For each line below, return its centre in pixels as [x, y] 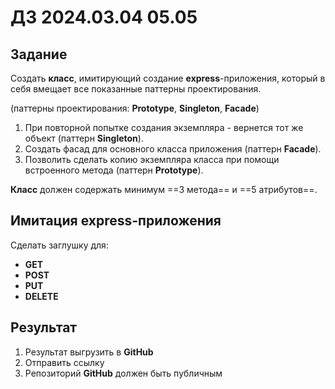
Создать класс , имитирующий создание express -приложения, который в [168, 78]
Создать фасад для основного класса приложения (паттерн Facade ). [173, 149]
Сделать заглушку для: [59, 245]
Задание [39, 54]
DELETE [41, 296]
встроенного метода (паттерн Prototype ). [114, 170]
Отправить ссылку [64, 362]
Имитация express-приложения [116, 221]
